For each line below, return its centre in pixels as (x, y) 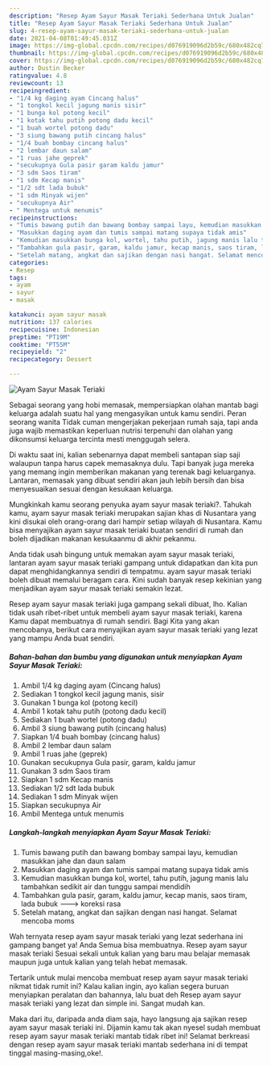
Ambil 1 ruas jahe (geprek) (64, 754)
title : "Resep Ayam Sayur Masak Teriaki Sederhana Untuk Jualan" (121, 23)
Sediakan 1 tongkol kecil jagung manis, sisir (92, 694)
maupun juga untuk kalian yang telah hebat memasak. (99, 961)
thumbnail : (27, 53)
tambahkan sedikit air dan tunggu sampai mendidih (106, 887)
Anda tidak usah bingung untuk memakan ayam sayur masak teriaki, (122, 554)
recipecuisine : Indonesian (54, 329)
